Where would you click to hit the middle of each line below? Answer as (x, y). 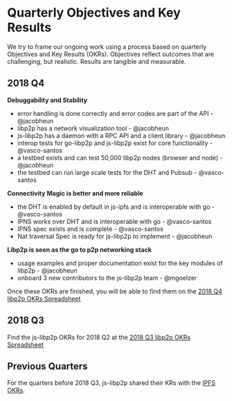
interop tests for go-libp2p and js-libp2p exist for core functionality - (115, 143)
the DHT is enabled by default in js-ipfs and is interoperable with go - (116, 207)
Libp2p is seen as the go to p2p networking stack (80, 249)
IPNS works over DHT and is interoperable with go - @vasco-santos (114, 221)
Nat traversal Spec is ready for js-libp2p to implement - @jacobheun (115, 236)
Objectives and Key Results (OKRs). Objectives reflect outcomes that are (111, 54)
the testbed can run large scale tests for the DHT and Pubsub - (107, 172)
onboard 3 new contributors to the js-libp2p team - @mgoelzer (107, 278)
